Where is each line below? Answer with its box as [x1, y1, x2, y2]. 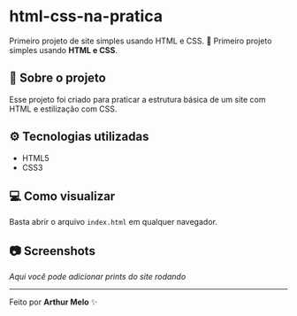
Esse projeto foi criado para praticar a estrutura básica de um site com [9, 94, 267, 104]
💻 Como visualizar [9, 189, 116, 204]
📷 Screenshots [9, 243, 95, 258]
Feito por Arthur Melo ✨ [9, 297, 98, 307]
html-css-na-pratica [9, 6, 164, 27]
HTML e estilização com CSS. [9, 104, 118, 114]
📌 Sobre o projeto [9, 71, 106, 86]
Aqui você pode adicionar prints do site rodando [9, 272, 187, 282]
